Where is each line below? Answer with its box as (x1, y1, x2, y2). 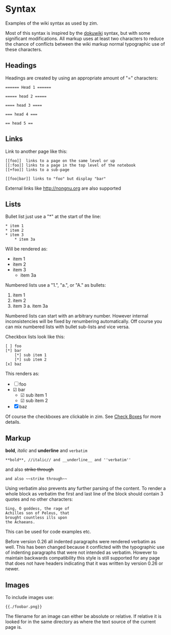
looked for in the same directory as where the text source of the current (5, 619, 156, 625)
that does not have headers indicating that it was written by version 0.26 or (5, 560, 163, 567)
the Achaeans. (5, 520, 36, 525)
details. (5, 419, 21, 425)
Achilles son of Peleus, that (5, 511, 70, 516)
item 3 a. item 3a (12, 303, 48, 309)
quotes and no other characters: (5, 496, 73, 503)
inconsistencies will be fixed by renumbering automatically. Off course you (5, 319, 162, 325)
